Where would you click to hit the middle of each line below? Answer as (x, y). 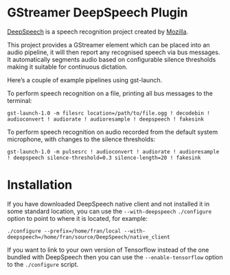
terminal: (20, 100)
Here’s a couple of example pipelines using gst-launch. (85, 80)
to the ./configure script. (43, 264)
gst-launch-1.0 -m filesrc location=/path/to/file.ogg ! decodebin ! (109, 113)
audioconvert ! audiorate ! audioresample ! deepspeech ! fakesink (106, 119)
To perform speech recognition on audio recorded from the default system (113, 132)
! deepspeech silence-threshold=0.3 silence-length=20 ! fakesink (104, 158)
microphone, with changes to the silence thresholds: (81, 139)
